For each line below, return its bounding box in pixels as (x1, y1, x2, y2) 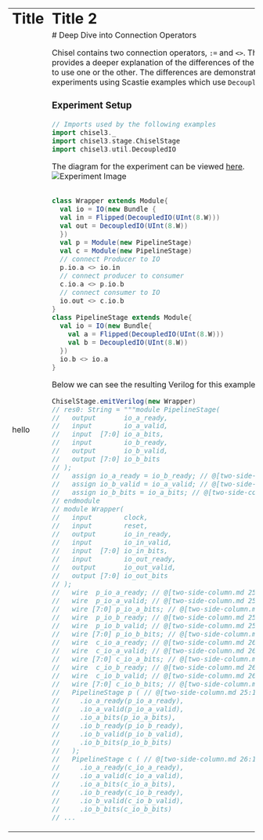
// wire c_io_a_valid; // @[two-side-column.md (52, 646, 245, 656)
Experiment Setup (52, 100, 132, 112)
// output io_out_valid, (52, 563, 176, 572)
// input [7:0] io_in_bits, (52, 547, 168, 555)
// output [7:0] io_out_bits (52, 572, 168, 580)
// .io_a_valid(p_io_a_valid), (52, 704, 185, 713)
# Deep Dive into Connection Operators (52, 30, 197, 40)
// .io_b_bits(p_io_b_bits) (52, 737, 172, 747)
